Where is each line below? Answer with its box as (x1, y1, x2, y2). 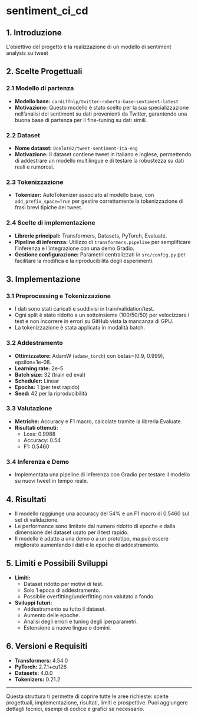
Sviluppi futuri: (14, 599, 52, 606)
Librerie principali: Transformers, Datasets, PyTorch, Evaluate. (14, 232, 167, 239)
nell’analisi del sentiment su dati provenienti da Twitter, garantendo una (14, 110, 187, 117)
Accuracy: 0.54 (23, 436, 61, 443)
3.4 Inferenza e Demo (6, 457, 70, 466)
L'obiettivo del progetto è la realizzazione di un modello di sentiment (6, 43, 172, 50)
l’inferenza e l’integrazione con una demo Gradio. (14, 245, 134, 252)
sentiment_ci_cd (6, 4, 88, 18)
